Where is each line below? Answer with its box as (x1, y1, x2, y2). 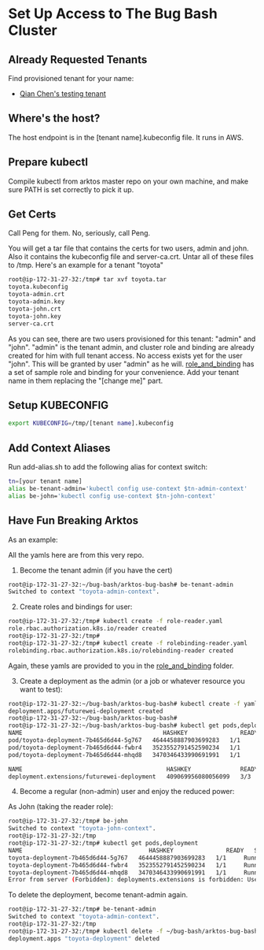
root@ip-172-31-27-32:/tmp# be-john (8, 817, 128, 826)
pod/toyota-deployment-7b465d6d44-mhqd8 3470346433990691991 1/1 (8, 751, 241, 759)
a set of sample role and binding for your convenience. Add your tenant (8, 367, 240, 377)
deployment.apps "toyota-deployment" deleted (8, 934, 159, 942)
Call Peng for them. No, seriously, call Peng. (8, 228, 151, 238)
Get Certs (8, 208, 57, 221)
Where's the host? (8, 112, 101, 125)
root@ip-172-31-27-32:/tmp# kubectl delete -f (8, 927, 163, 935)
